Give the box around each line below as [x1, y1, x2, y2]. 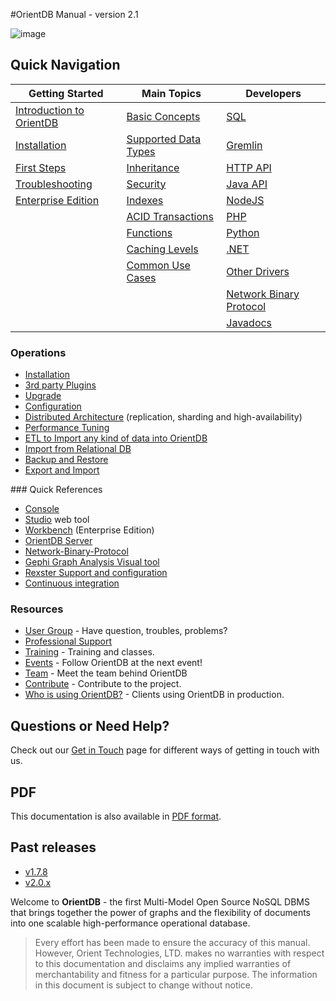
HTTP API [226, 160, 272, 174]
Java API [226, 177, 268, 191]
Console [24, 503, 60, 515]
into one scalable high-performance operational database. [10, 917, 251, 929]
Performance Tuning [24, 422, 110, 434]
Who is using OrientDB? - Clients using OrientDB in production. [24, 689, 285, 701]
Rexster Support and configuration [24, 567, 168, 579]
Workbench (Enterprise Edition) [24, 524, 155, 536]
